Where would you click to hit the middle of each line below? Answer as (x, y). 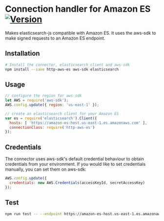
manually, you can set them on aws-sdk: (46, 169)
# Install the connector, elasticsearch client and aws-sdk (68, 65)
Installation (22, 54)
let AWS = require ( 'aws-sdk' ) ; (37, 100)
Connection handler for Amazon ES (78, 9)
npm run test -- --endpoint (34, 214)
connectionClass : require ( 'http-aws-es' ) (52, 127)
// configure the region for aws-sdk (43, 96)
